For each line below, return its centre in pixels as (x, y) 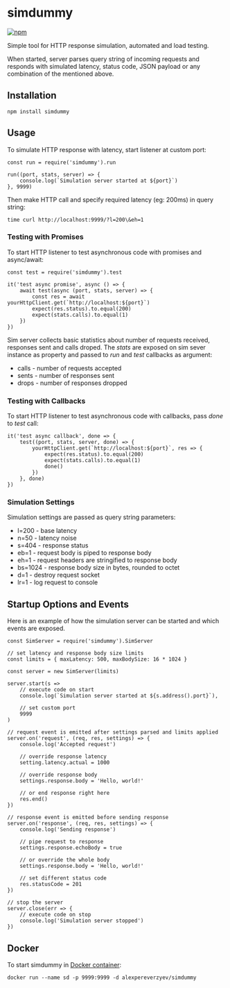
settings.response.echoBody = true (71, 848)
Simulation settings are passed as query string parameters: (91, 517)
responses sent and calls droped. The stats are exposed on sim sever (107, 347)
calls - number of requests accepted (69, 368)
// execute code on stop (55, 915)
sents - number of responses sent (66, 375)
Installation (32, 96)
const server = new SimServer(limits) (63, 672)
